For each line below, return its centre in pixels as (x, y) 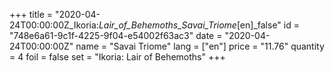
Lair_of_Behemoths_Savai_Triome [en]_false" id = (199, 25)
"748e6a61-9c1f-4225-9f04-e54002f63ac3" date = (116, 35)
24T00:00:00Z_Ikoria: (54, 25)
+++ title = (31, 14)
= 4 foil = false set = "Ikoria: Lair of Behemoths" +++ (117, 57)
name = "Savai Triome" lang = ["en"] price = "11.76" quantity (200, 46)
